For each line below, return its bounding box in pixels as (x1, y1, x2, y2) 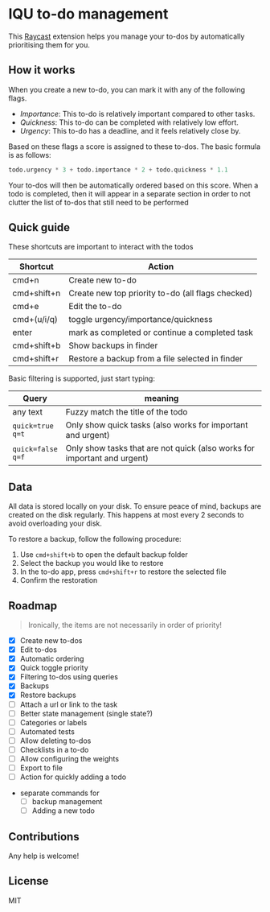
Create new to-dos (19, 636, 83, 646)
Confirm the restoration (19, 576, 98, 585)
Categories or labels (19, 717, 88, 727)
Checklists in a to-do (19, 745, 89, 754)
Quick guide (8, 221, 71, 234)
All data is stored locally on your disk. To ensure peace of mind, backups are (8, 501, 262, 511)
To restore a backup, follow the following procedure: (8, 534, 182, 544)
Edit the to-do (67, 301, 122, 312)
